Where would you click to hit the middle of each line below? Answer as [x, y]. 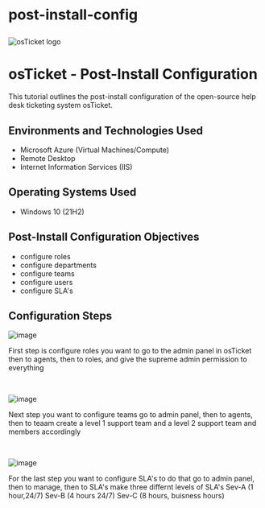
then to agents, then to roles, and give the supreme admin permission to [128, 359]
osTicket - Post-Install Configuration [133, 74]
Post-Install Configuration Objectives [104, 237]
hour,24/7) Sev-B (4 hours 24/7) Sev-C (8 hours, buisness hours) [117, 496]
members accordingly [45, 432]
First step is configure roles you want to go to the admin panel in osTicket [130, 351]
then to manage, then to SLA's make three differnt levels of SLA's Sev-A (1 [131, 487]
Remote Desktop [48, 158]
